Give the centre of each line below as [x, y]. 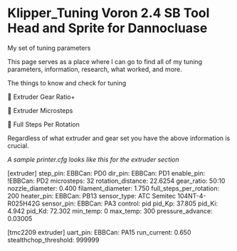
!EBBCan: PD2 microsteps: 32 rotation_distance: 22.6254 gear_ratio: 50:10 [116, 181]
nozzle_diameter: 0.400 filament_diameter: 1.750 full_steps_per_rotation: [113, 188]
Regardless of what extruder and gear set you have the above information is [119, 138]
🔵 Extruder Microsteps [40, 110]
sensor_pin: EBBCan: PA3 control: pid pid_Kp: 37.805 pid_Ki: [130, 203]
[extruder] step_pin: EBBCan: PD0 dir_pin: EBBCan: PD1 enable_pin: [106, 173]
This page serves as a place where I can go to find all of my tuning [105, 61]
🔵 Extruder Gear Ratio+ [41, 97]
